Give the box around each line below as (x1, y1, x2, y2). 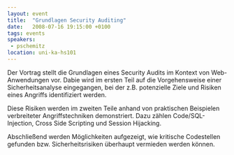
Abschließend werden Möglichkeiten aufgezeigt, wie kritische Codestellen (7, 132, 221, 140)
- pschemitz (10, 43, 45, 50)
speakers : (7, 36, 36, 43)
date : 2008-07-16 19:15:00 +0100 (7, 23, 111, 30)
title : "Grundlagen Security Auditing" (7, 17, 127, 24)
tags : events (7, 29, 45, 37)
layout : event (7, 10, 49, 17)
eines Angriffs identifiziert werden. (7, 90, 107, 98)
